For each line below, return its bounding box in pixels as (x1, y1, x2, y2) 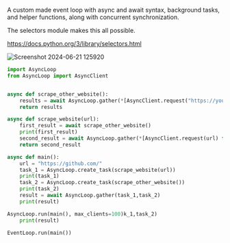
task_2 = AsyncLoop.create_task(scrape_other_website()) (19, 179, 186, 186)
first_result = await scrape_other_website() (19, 123, 152, 129)
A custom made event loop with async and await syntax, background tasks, (7, 6, 220, 14)
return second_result (19, 141, 81, 148)
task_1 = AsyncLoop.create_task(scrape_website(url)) (19, 166, 176, 173)
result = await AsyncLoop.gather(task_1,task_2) (19, 192, 161, 199)
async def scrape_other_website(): (7, 90, 109, 98)
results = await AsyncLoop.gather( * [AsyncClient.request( (19, 97, 188, 104)
